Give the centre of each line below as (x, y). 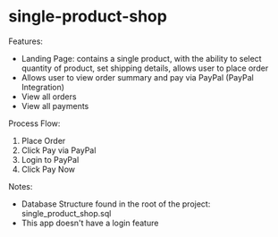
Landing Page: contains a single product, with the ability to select (141, 58)
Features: (26, 41)
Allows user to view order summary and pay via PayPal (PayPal (137, 77)
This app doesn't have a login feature (90, 223)
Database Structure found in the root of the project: (116, 204)
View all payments (55, 106)
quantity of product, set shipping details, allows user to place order (145, 68)
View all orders (49, 97)
